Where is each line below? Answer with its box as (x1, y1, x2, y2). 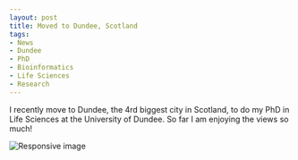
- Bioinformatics (9, 63, 74, 72)
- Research (9, 80, 50, 88)
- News (9, 38, 34, 47)
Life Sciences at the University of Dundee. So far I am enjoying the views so (9, 114, 289, 124)
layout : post (9, 13, 58, 22)
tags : (9, 29, 30, 38)
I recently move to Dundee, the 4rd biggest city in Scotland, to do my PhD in (9, 104, 290, 114)
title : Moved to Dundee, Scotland (9, 21, 139, 30)
